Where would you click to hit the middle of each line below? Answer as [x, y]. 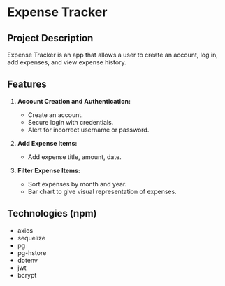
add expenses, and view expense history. [67, 62]
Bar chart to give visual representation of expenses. [102, 191]
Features [27, 84]
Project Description [50, 38]
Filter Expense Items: [49, 170]
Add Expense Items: [47, 143]
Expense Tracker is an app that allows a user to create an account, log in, [112, 55]
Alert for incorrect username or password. [88, 130]
